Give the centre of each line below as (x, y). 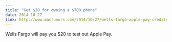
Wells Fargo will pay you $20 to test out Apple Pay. (59, 34)
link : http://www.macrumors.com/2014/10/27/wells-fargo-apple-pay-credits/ (88, 19)
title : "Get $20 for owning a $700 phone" (51, 10)
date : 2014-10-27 (24, 15)
